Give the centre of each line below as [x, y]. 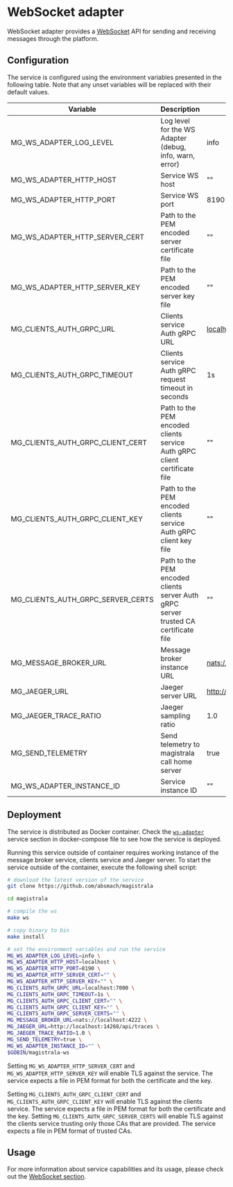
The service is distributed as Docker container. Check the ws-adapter [106, 831]
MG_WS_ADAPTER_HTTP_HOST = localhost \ [62, 962]
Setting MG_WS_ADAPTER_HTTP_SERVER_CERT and [71, 1066]
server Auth [180, 595]
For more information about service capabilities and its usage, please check [115, 1169]
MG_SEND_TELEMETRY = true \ [44, 1039]
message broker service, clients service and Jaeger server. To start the [109, 860]
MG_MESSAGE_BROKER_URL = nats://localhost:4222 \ [77, 1021]
